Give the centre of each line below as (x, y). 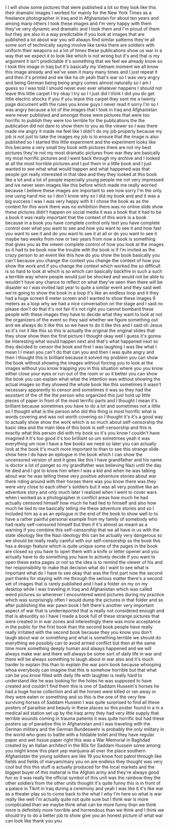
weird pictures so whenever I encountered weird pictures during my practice (85, 594)
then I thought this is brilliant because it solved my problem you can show (82, 357)
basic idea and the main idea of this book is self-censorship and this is (78, 427)
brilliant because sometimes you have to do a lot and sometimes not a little (83, 406)
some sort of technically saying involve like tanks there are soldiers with (80, 45)
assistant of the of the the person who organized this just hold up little (78, 395)
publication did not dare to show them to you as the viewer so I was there (81, 126)
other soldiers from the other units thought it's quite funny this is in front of (83, 783)
